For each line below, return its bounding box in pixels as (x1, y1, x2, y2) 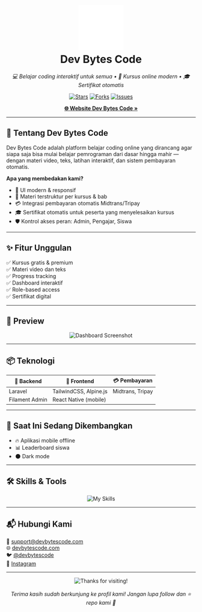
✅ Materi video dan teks (6, 265, 66, 273)
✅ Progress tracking (6, 272, 57, 279)
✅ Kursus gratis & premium (6, 259, 73, 266)
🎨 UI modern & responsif (14, 186, 76, 193)
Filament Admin (8, 396, 48, 404)
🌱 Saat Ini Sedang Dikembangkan (6, 421, 133, 431)
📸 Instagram (6, 560, 37, 568)
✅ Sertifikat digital (6, 292, 51, 300)
